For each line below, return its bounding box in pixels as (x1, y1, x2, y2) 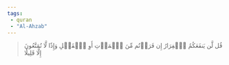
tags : (7, 10, 23, 17)
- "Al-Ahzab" (10, 23, 48, 29)
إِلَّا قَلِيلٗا (23, 49, 42, 57)
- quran (10, 16, 32, 23)
